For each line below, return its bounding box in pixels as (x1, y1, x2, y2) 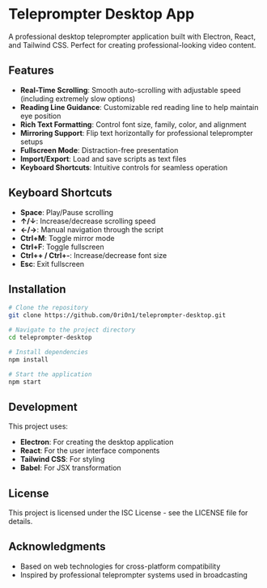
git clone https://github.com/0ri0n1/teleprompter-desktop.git (8, 311, 227, 319)
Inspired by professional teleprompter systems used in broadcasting (19, 569, 248, 579)
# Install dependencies (8, 348, 89, 356)
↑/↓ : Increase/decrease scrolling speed (19, 216, 156, 226)
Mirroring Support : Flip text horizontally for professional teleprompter (19, 128, 253, 137)
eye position (19, 111, 61, 121)
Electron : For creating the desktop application (19, 438, 174, 447)
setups (19, 137, 44, 146)
